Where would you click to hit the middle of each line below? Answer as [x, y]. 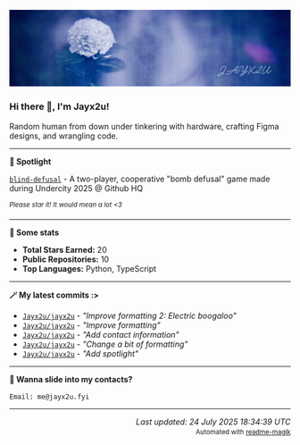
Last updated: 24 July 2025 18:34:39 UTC [213, 422]
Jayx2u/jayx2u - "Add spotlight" [80, 354]
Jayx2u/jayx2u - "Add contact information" [101, 335]
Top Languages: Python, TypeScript [89, 269]
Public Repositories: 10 [66, 259]
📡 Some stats [34, 232]
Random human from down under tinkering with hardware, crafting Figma [144, 126]
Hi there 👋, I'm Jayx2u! [59, 106]
